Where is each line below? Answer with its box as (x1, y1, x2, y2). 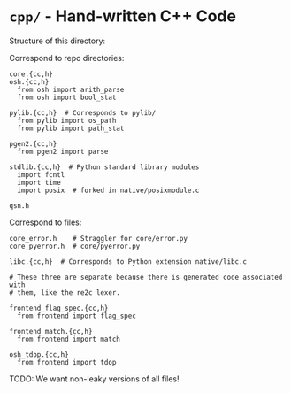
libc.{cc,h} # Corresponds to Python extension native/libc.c (9, 257, 248, 266)
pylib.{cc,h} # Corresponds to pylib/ (9, 108, 157, 117)
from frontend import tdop (17, 358, 117, 366)
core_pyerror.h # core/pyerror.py (9, 242, 141, 250)
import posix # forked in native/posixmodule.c (17, 186, 200, 195)
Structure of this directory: (9, 35, 106, 46)
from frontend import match (17, 335, 121, 343)
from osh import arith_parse (17, 85, 125, 94)
